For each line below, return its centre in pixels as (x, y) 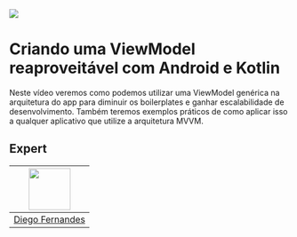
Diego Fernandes (50, 219)
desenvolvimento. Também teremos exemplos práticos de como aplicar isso (148, 111)
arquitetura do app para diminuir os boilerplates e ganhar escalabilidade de (147, 102)
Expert (28, 149)
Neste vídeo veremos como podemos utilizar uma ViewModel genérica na (144, 92)
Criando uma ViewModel (102, 49)
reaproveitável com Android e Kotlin (144, 68)
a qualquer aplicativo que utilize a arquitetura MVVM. (107, 121)
